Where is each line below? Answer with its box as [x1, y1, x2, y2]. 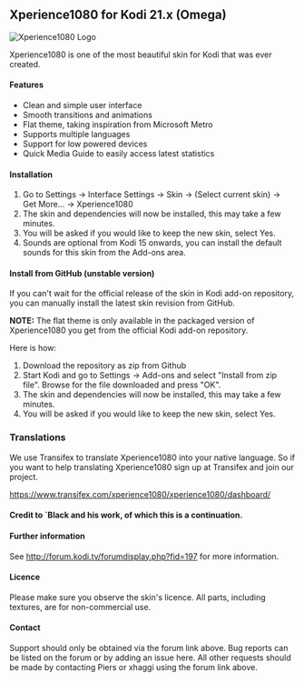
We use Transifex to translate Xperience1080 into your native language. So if [9, 452, 296, 463]
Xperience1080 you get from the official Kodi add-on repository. [9, 325, 249, 336]
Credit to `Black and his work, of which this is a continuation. [9, 509, 243, 521]
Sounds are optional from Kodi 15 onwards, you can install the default [22, 237, 282, 248]
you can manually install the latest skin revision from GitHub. [9, 297, 236, 308]
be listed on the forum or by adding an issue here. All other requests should [9, 652, 292, 663]
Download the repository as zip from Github [22, 360, 187, 371]
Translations [9, 431, 66, 444]
